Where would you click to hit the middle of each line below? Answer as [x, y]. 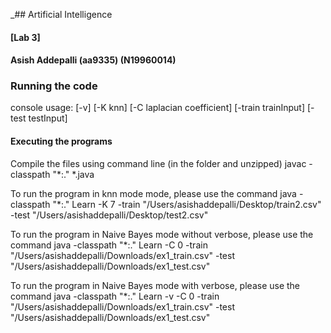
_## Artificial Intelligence [61, 14]
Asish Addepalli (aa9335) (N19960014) [93, 60]
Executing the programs [61, 141]
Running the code [54, 86]
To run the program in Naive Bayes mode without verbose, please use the [162, 234]
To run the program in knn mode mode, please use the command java [153, 193]
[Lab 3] [25, 37]
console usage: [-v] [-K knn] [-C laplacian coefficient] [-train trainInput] [158, 108]
